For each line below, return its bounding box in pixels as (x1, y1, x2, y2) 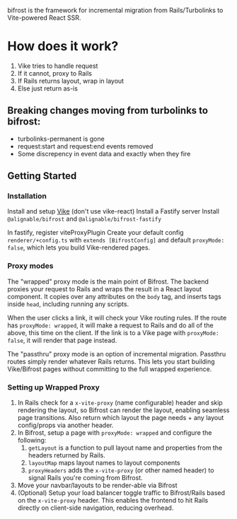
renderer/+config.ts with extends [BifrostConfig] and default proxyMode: (7, 236, 225, 245)
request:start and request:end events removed (17, 141, 154, 151)
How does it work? (7, 38, 119, 54)
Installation (7, 191, 47, 201)
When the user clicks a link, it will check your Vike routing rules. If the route (7, 313, 227, 322)
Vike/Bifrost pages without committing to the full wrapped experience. (7, 364, 212, 373)
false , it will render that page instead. (7, 336, 117, 344)
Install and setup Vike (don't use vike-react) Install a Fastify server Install (7, 207, 219, 216)
